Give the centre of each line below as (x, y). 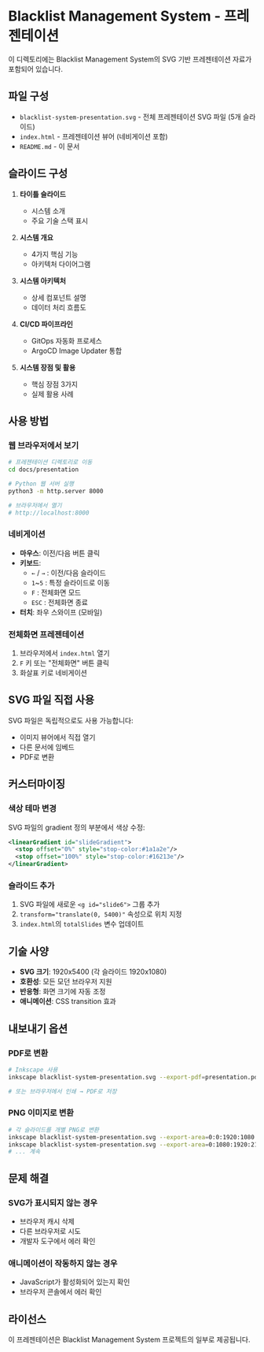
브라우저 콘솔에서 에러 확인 (60, 1292)
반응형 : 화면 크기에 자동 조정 (62, 992)
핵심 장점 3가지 (55, 384)
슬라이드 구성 (38, 174)
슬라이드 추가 (31, 886)
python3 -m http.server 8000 (56, 491)
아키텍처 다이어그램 (61, 264)
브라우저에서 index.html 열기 (64, 653)
